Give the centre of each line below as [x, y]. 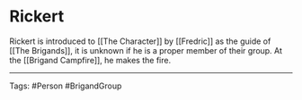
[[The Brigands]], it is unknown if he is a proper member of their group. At [146, 50]
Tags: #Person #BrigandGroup [66, 86]
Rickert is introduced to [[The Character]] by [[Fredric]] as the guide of [140, 41]
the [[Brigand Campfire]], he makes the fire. [90, 60]
